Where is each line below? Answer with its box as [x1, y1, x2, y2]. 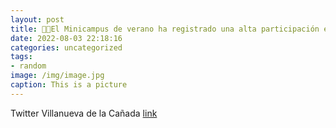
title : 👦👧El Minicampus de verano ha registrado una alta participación [10, 24, 320, 34]
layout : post [10, 14, 65, 25]
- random [10, 61, 47, 71]
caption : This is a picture [10, 80, 128, 90]
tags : [10, 52, 33, 62]
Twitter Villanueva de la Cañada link [10, 107, 158, 119]
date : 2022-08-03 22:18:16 [10, 33, 123, 43]
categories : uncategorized [10, 42, 123, 53]
